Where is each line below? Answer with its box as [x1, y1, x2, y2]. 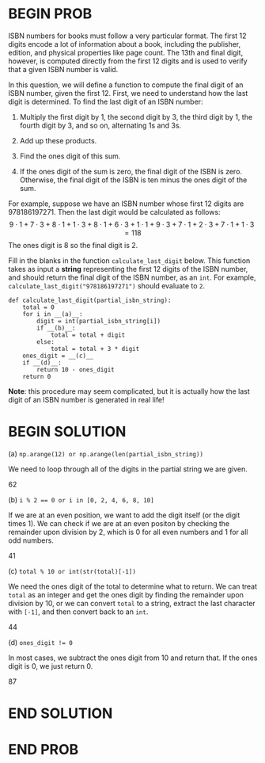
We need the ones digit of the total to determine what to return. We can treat [8, 582, 258, 591]
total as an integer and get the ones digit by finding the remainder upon [8, 589, 244, 599]
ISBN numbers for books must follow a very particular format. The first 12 [8, 31, 247, 40]
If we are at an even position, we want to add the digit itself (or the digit [8, 510, 240, 520]
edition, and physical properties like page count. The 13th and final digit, [8, 48, 244, 57]
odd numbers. [8, 536, 54, 545]
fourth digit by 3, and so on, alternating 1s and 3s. [19, 120, 182, 130]
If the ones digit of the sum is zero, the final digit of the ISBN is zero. [19, 166, 243, 176]
